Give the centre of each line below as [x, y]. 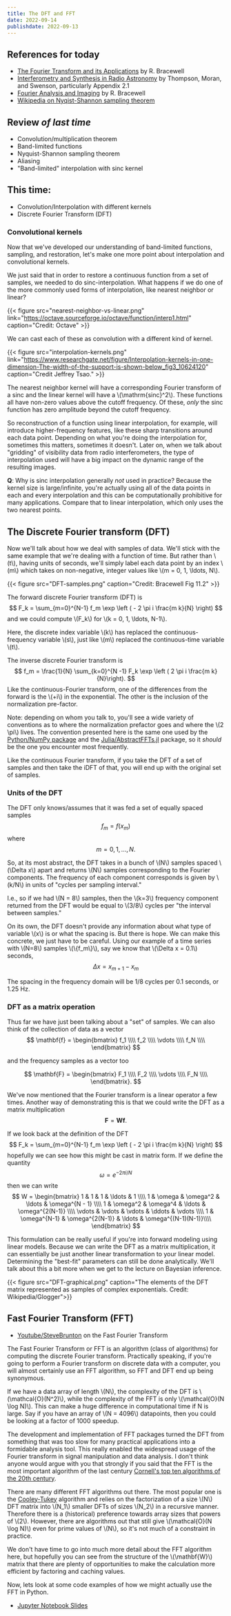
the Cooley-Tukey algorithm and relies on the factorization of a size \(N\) [110, 1499]
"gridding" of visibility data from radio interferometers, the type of [101, 452]
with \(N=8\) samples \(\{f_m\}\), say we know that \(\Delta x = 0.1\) [102, 948]
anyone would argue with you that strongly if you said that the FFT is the [110, 1463]
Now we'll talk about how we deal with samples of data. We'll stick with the [114, 548]
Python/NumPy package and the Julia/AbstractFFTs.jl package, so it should [114, 739]
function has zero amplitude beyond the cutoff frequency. [89, 410]
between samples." [34, 913]
